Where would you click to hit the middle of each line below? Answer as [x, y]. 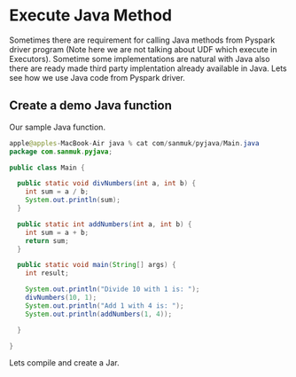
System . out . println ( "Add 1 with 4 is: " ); [105, 306]
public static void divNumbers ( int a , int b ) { [107, 184]
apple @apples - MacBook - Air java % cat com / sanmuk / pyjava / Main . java [134, 143]
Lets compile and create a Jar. [64, 363]
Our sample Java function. [58, 127]
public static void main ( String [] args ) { [97, 265]
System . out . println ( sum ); [73, 200]
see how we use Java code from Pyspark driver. [97, 77]
